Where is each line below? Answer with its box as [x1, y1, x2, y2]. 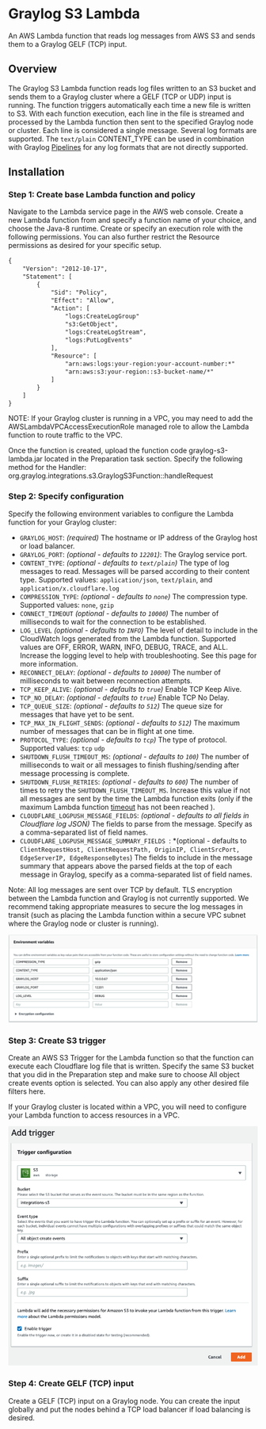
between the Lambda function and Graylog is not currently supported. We [8, 893, 249, 903]
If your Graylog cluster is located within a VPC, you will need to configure [8, 1102, 247, 1112]
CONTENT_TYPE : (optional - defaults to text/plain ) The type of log [19, 558, 230, 567]
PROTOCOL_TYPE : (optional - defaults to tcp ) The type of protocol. [19, 735, 227, 744]
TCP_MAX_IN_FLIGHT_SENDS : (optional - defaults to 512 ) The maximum [19, 718, 240, 728]
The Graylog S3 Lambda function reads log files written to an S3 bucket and [8, 83, 256, 93]
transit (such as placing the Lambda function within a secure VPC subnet [8, 910, 246, 919]
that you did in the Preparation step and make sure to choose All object [8, 1070, 240, 1079]
